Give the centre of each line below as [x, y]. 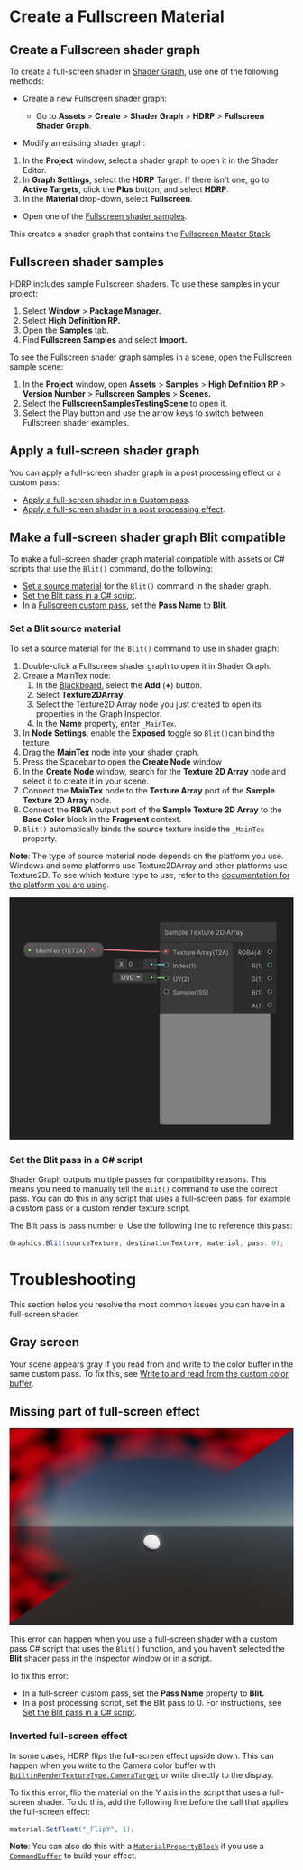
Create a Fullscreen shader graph [105, 50]
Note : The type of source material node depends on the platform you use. [147, 856]
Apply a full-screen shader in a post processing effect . [124, 509]
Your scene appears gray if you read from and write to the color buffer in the [151, 1364]
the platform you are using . [60, 885]
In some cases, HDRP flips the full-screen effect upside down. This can [142, 1755]
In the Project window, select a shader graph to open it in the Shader [150, 160]
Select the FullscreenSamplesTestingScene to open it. [125, 403]
